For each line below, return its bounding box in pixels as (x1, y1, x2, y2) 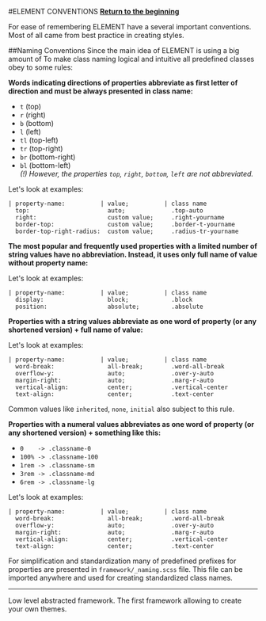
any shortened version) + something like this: (8, 428, 161, 437)
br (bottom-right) (19, 152, 76, 162)
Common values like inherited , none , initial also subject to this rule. (8, 404, 235, 413)
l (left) (19, 127, 41, 136)
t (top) (19, 102, 42, 111)
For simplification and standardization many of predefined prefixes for (8, 556, 237, 566)
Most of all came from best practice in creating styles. (8, 31, 184, 40)
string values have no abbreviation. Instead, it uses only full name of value (8, 250, 258, 259)
